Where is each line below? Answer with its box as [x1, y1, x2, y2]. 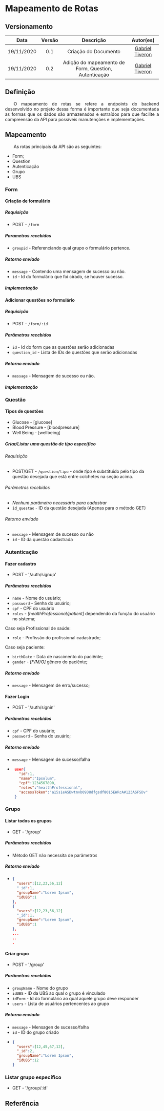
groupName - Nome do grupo [12, 985, 68, 991]
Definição [5, 88, 36, 96]
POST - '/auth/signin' [12, 704, 55, 711]
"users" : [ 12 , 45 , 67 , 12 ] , [17, 1044, 65, 1049]
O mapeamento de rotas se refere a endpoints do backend [14, 101, 159, 106]
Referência [5, 1099, 39, 1108]
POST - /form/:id [12, 320, 48, 326]
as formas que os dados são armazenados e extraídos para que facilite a [5, 111, 159, 117]
